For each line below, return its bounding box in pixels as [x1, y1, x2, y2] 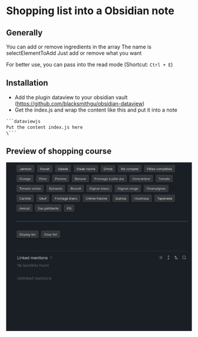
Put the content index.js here [6, 124, 83, 130]
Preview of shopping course [6, 146, 112, 156]
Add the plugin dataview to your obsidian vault [14, 93, 128, 101]
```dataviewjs [6, 118, 41, 125]
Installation [6, 78, 48, 88]
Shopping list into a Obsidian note [6, 4, 175, 18]
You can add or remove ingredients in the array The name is [6, 43, 152, 50]
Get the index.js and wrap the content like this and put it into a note [14, 106, 178, 113]
